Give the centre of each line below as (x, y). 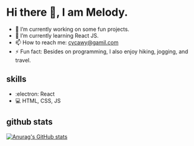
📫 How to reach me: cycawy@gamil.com (67, 42)
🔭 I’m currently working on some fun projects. (72, 29)
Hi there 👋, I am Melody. (67, 12)
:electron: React (35, 94)
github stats (30, 122)
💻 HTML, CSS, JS (38, 101)
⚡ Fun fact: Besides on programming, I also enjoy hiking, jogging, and (102, 51)
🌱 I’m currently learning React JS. (57, 35)
